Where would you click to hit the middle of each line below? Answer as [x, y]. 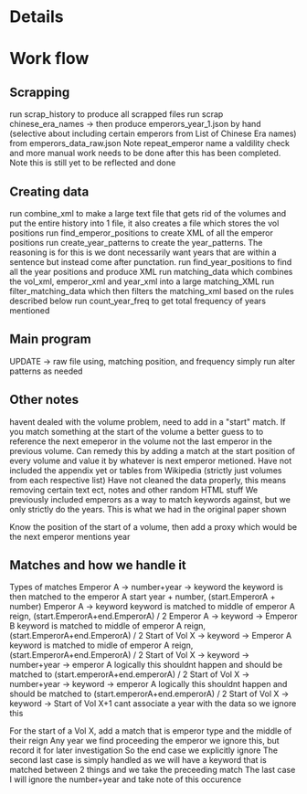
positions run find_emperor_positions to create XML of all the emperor [142, 233]
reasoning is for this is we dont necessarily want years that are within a [143, 252]
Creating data [49, 191]
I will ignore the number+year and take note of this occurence [126, 779]
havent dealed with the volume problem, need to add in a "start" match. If [148, 421]
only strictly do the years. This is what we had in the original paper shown [148, 509]
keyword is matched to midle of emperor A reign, [101, 645]
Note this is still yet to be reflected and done [93, 163]
